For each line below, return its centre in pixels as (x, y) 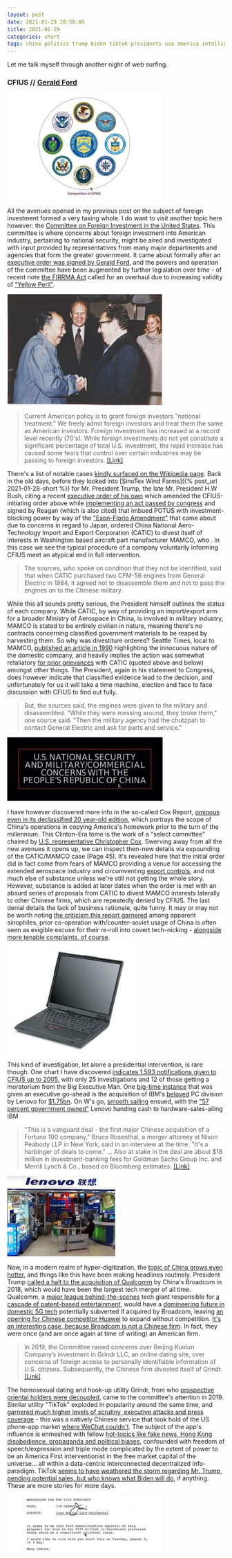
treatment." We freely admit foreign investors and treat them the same (123, 423)
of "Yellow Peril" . (31, 285)
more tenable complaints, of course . (59, 937)
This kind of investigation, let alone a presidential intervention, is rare (105, 1065)
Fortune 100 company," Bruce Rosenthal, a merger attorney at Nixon (121, 1137)
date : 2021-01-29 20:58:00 (46, 22)
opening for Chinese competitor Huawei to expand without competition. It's (114, 1319)
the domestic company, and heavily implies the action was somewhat (106, 656)
